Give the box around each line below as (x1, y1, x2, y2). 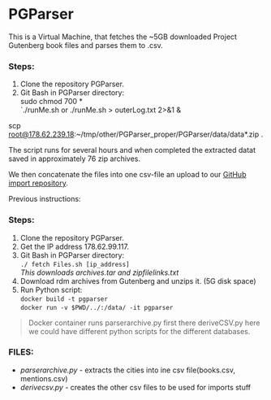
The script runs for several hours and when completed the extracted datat (8, 146, 256, 155)
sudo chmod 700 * (19, 97, 84, 107)
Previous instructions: (8, 194, 81, 204)
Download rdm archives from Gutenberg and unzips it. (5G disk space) (19, 276, 257, 285)
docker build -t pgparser (19, 294, 108, 303)
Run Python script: (19, 285, 83, 294)
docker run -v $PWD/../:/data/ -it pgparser (19, 303, 174, 311)
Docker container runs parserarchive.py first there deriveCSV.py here (28, 318, 261, 328)
